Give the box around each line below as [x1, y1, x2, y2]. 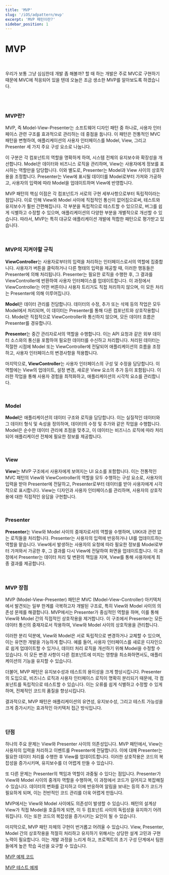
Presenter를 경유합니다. [5, 320, 53, 326]
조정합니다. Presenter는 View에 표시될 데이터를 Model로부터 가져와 [14, 173, 148, 180]
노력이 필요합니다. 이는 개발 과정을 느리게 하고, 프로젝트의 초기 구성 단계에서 [5, 836, 155, 843]
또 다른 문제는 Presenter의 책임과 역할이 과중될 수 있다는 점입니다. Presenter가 [5, 771, 161, 777]
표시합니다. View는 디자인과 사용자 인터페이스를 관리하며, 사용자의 [18, 487, 149, 493]
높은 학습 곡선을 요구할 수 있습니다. [18, 843, 87, 849]
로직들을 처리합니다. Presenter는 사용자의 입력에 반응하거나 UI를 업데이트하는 [10, 535, 163, 541]
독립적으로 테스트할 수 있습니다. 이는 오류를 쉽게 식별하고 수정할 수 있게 [22, 681, 163, 687]
